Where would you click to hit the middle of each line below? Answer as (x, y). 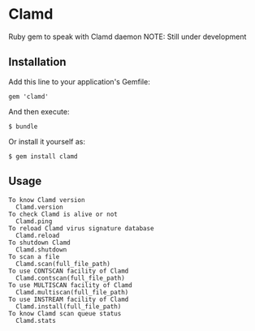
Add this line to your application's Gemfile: (79, 81)
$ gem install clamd (43, 156)
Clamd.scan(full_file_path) (63, 264)
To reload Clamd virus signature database (81, 228)
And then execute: (39, 111)
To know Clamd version (47, 200)
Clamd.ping (34, 221)
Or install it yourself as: (47, 141)
